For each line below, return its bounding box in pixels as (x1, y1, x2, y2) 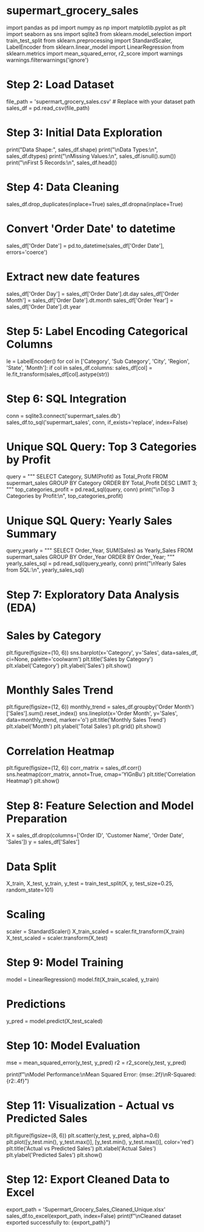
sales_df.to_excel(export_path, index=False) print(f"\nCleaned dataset (6, 1212, 181, 1219)
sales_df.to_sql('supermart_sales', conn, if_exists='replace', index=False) (6, 419, 188, 426)
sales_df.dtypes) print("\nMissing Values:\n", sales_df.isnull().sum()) (6, 152, 177, 159)
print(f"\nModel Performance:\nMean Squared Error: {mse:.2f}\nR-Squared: (6, 1071, 197, 1078)
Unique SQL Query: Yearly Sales (6, 514, 172, 528)
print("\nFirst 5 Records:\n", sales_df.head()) (6, 159, 118, 166)
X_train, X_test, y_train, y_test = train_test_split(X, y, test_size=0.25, (6, 880, 174, 887)
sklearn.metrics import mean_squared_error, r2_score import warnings (6, 49, 183, 57)
